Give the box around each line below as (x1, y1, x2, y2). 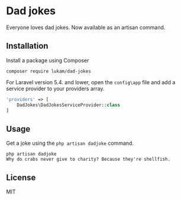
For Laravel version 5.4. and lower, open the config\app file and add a (6, 78, 176, 85)
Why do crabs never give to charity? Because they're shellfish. (6, 156, 170, 163)
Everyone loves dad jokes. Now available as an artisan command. (6, 24, 166, 31)
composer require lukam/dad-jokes (6, 68, 92, 74)
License (6, 172, 36, 182)
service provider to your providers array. (6, 85, 105, 92)
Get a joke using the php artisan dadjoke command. (6, 139, 134, 147)
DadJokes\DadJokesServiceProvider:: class (17, 102, 120, 108)
